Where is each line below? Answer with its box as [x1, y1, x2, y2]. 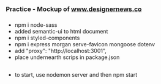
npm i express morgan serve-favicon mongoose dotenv [14, 40, 155, 47]
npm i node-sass [14, 21, 58, 29]
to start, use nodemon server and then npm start [14, 71, 138, 79]
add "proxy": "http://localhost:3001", [14, 47, 107, 54]
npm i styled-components [14, 34, 80, 41]
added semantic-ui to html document [14, 27, 108, 35]
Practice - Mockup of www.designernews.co [6, 5, 142, 13]
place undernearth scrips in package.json [14, 54, 120, 61]
